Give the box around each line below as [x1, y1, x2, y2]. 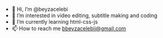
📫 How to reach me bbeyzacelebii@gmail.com [11, 25, 126, 32]
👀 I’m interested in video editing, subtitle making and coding [11, 12, 158, 19]
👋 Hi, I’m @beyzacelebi [11, 6, 69, 12]
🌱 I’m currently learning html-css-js [11, 18, 98, 25]
